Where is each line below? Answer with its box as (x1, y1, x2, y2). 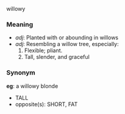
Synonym (6, 69, 35, 77)
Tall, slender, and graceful (24, 53, 90, 61)
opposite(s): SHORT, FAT (15, 100, 78, 108)
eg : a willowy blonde (6, 82, 59, 90)
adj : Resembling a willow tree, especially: (15, 41, 119, 48)
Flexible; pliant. (24, 47, 63, 54)
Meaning (6, 20, 34, 29)
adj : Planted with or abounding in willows (15, 34, 119, 41)
